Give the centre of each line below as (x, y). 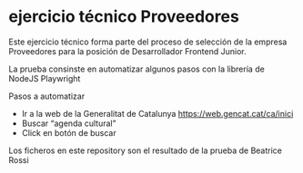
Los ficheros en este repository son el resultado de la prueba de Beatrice (146, 150)
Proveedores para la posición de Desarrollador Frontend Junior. (127, 51)
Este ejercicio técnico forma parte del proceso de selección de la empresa (148, 42)
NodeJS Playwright (45, 78)
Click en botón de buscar (69, 132)
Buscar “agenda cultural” (69, 123)
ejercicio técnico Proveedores (124, 17)
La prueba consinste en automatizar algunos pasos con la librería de (136, 69)
